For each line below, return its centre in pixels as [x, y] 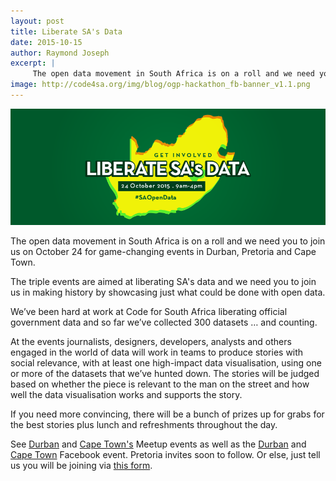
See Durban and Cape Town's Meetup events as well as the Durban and [158, 444]
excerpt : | [33, 63]
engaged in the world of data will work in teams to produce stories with [157, 352]
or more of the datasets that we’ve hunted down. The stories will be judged [165, 374]
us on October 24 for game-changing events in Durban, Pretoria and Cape [163, 252]
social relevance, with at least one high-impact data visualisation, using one [166, 363]
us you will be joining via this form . [81, 466]
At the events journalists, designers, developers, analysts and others [151, 342]
